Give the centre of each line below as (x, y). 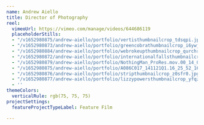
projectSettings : (28, 101)
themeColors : (23, 91)
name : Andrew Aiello (32, 12)
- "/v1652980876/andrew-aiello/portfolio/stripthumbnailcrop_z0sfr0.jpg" (107, 74)
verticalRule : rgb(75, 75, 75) (51, 96)
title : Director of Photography (47, 18)
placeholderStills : (36, 34)
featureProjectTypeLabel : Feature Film (62, 107)
